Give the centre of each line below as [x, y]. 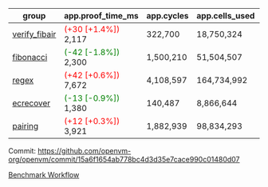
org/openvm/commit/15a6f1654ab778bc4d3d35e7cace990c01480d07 [124, 159]
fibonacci [30, 57]
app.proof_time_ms [101, 16]
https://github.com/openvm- [85, 151]
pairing [26, 126]
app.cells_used [226, 16]
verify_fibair [34, 34]
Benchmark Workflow [44, 175]
